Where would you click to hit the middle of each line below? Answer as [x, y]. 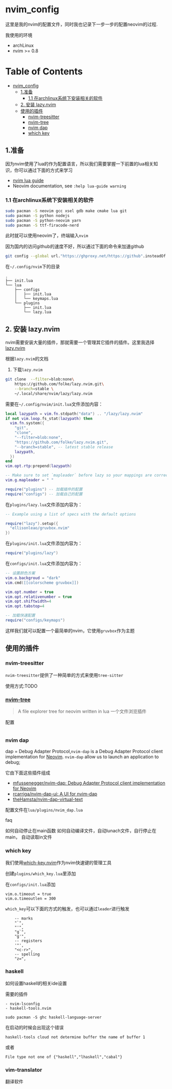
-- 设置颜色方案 [20, 573]
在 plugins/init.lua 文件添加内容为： [44, 543]
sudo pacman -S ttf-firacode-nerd [42, 225]
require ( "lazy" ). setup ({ [32, 523]
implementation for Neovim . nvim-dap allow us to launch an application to [82, 757]
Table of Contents [44, 71]
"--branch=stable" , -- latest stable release [64, 447]
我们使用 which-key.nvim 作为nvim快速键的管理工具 [58, 862]
